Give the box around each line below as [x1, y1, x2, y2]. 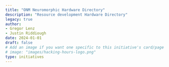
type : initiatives [5, 54, 44, 59]
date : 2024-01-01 [5, 36, 42, 41]
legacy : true [5, 17, 33, 22]
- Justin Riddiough [5, 31, 47, 36]
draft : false [5, 40, 33, 45]
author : [5, 21, 22, 27]
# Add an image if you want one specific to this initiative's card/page [5, 45, 164, 50]
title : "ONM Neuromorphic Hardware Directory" [5, 7, 105, 13]
